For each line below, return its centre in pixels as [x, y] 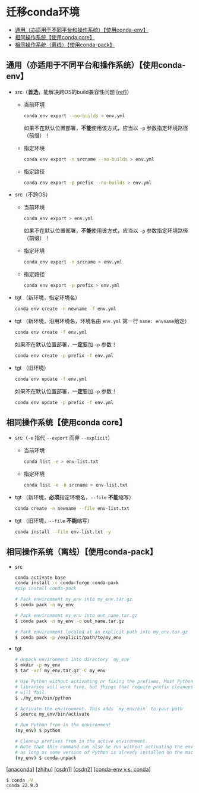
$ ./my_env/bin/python [43, 698]
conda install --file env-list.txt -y [63, 532]
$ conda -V [20, 780]
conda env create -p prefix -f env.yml [64, 355]
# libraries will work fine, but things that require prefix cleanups [104, 687]
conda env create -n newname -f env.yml [65, 309]
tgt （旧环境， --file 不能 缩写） [54, 521]
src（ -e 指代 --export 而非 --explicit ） [64, 438]
